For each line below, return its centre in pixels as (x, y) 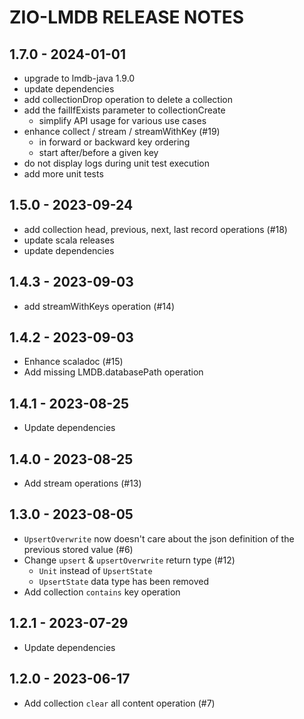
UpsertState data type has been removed (124, 581)
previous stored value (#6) (78, 549)
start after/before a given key (98, 152)
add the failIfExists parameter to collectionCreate (124, 110)
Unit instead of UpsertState (95, 570)
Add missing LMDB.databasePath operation (113, 372)
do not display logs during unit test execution (117, 163)
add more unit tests (63, 174)
